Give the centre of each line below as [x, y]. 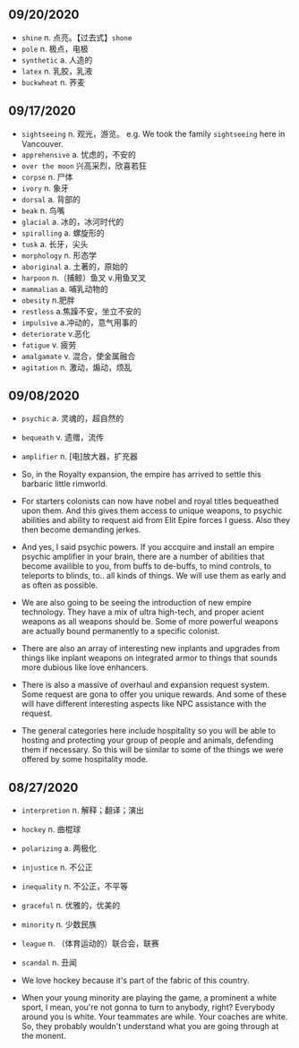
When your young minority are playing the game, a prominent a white [149, 998]
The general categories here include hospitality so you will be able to [149, 731]
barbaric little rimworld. [64, 484]
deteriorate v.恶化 [56, 333]
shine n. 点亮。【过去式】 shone [77, 37]
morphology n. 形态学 [59, 255]
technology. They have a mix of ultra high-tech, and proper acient [143, 612]
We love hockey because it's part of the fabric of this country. [135, 981]
